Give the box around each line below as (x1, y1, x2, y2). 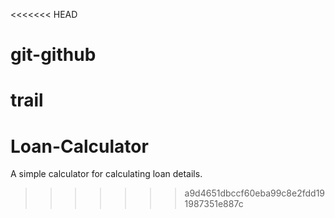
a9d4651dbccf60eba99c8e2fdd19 (184, 187, 326, 199)
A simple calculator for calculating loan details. (10, 168, 203, 180)
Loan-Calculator (10, 135, 149, 158)
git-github (10, 44, 97, 66)
